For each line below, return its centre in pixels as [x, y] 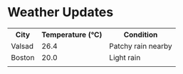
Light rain [125, 57]
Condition [141, 35]
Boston [23, 57]
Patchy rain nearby [141, 46]
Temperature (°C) [72, 35]
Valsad [22, 46]
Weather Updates [61, 12]
